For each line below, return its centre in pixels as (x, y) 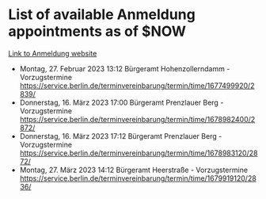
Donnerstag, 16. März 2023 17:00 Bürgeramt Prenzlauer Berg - (122, 102)
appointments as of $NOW (97, 31)
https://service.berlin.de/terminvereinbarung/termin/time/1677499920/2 (137, 86)
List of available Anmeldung (102, 15)
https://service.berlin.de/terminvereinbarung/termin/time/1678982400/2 (137, 119)
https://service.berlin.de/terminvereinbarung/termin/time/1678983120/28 (139, 153)
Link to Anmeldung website (53, 53)
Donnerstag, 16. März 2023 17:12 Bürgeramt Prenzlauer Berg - (121, 136)
